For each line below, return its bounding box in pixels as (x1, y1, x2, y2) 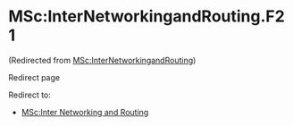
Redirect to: (8, 89, 51, 100)
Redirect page (8, 71, 60, 82)
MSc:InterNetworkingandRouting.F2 (8, 6, 285, 27)
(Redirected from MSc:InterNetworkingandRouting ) (8, 55, 197, 65)
